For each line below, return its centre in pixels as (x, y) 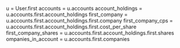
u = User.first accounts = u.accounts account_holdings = (74, 8)
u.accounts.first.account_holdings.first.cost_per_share (71, 27)
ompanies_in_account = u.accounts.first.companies (68, 39)
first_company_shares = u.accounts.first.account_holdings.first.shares (90, 33)
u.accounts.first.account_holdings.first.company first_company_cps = (90, 21)
